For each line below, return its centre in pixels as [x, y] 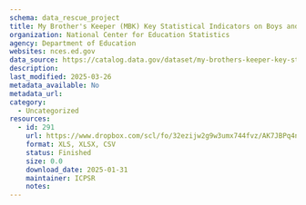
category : [28, 102]
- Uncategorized [48, 111]
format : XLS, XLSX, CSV [71, 144]
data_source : [34, 60]
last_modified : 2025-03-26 [61, 77]
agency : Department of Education [73, 43]
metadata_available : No [55, 85]
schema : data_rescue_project [65, 18]
